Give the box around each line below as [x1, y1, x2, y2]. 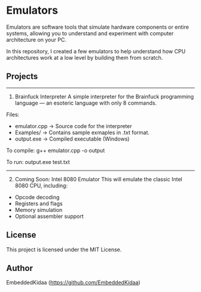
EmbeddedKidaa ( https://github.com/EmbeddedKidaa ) [6, 279, 141, 286]
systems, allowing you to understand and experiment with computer [6, 29, 174, 36]
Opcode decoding [14, 193, 60, 200]
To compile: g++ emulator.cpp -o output [6, 147, 105, 154]
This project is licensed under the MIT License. [6, 246, 122, 253]
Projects [6, 71, 38, 81]
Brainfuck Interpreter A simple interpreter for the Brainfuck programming [14, 93, 194, 100]
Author [6, 263, 33, 273]
